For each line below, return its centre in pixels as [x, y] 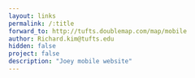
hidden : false [32, 46]
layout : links [32, 16]
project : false [34, 54]
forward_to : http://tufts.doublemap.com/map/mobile [97, 31]
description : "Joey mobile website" [70, 62]
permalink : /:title [41, 24]
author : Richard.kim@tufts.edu [61, 39]
